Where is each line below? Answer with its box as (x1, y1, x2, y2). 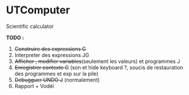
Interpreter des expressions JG (14, 51, 89, 58)
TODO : (6, 34, 24, 41)
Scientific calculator (6, 23, 54, 30)
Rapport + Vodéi (14, 82, 54, 89)
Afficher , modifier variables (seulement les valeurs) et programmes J (14, 58, 180, 65)
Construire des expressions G (14, 45, 86, 52)
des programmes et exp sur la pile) (14, 70, 99, 77)
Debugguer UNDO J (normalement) (14, 76, 100, 83)
